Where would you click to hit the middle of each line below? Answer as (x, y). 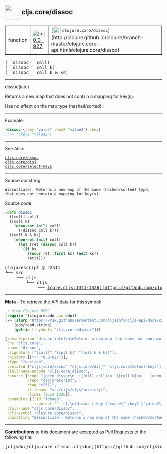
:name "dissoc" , (24, 348)
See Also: (15, 148)
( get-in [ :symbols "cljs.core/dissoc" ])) (57, 330)
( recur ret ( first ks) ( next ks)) (63, 254)
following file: (19, 437)
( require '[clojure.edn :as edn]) (41, 316)
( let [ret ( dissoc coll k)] (47, 244)
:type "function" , (26, 362)
